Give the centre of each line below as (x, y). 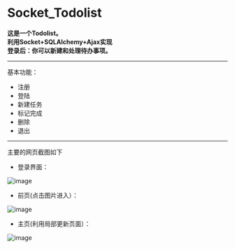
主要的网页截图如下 (35, 152)
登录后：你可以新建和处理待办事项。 (59, 50)
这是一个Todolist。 (35, 33)
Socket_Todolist (55, 13)
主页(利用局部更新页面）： (54, 223)
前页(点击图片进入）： (48, 195)
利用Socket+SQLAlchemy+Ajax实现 (60, 42)
